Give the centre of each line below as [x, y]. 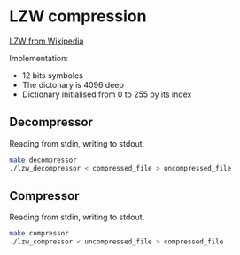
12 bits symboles [53, 75]
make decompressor [43, 160]
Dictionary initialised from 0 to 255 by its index [107, 94]
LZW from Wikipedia [46, 41]
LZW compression [78, 16]
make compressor [39, 234]
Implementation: [39, 58]
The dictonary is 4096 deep [73, 84]
